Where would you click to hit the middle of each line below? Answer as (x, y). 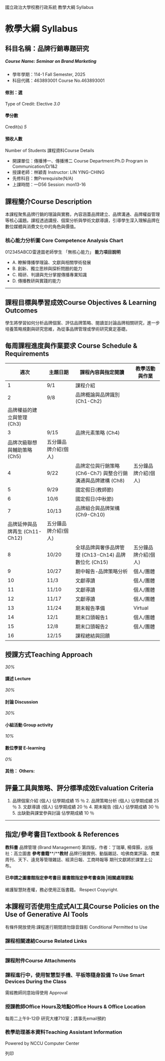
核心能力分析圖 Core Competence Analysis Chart (64, 240)
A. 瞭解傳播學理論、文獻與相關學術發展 (52, 263)
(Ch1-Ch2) (89, 401)
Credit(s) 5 (16, 127)
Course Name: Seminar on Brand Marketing (51, 61)
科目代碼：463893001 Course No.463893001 (58, 80)
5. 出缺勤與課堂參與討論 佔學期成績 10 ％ (53, 813)
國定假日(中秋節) (95, 499)
